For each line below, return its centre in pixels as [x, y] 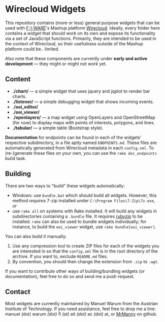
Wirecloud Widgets [46, 9]
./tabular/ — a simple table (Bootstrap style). [58, 128]
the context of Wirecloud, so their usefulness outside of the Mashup [74, 43]
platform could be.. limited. [32, 49]
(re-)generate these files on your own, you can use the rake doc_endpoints [81, 153]
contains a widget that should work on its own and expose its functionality [80, 33]
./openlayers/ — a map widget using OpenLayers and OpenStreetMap [83, 117]
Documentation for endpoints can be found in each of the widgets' [73, 137]
